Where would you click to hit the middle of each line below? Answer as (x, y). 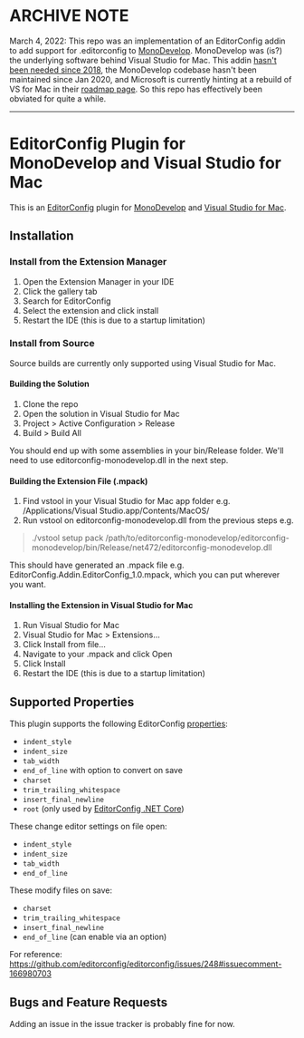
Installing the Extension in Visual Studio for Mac (101, 605)
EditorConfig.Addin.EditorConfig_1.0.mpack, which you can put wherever (145, 575)
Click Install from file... (64, 645)
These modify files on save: (61, 890)
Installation (42, 236)
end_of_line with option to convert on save (103, 771)
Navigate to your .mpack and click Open (97, 655)
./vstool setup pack (67, 538)
